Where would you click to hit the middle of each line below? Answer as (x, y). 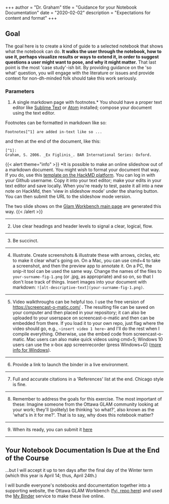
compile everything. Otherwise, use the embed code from (72, 334)
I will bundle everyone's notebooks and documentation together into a (78, 485)
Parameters (20, 91)
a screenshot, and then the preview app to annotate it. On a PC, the (82, 266)
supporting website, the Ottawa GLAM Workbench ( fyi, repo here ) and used (84, 490)
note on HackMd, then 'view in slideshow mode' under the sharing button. (82, 191)
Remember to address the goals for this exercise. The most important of (87, 399)
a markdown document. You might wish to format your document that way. (82, 170)
